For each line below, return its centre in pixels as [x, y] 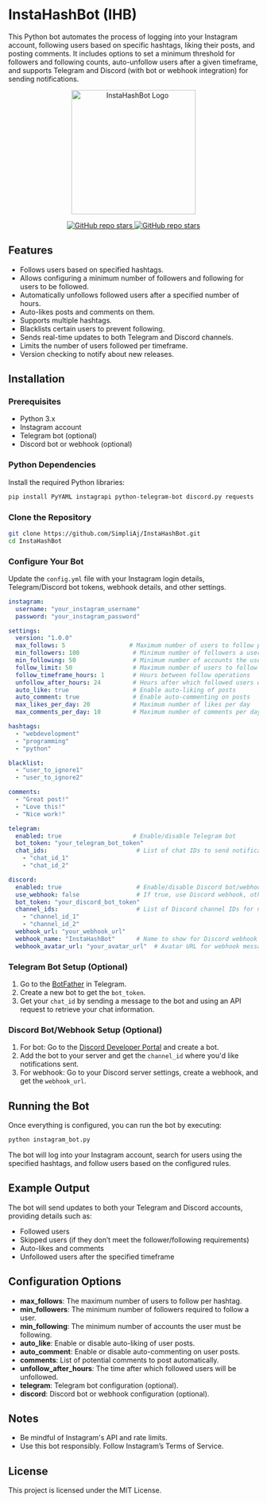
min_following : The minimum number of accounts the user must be [130, 1326]
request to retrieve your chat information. [87, 1009]
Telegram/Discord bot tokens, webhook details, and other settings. [117, 587]
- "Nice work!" [41, 814]
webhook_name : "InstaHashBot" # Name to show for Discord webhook [137, 939]
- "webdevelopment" [48, 734]
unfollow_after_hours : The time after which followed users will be [128, 1368]
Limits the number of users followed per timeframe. [104, 345]
